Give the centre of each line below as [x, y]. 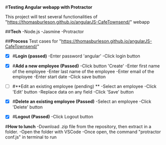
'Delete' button [28, 107]
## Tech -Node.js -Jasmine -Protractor [45, 31]
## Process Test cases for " [33, 41]
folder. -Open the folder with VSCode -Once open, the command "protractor [83, 132]
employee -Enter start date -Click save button [59, 77]
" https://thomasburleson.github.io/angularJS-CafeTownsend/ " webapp [78, 22]
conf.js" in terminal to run [31, 137]
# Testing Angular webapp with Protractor [49, 7]
